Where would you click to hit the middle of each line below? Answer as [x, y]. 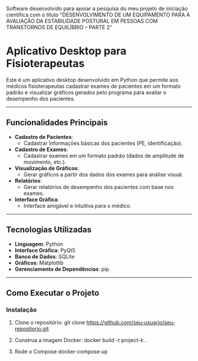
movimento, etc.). [45, 162]
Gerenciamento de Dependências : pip [62, 269]
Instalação [22, 310]
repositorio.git [32, 329]
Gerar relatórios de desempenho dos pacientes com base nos [98, 187]
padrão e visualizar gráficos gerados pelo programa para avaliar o [86, 92]
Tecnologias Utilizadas [49, 230]
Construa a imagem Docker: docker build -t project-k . [80, 340]
